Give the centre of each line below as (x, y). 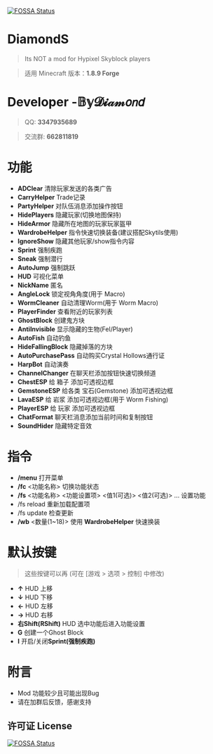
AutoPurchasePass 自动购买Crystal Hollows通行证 (91, 355)
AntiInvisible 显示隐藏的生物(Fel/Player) (75, 329)
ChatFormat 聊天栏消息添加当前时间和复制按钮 (85, 417)
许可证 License (40, 726)
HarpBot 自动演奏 (43, 364)
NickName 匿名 (40, 285)
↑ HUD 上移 (35, 588)
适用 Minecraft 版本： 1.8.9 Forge (72, 73)
